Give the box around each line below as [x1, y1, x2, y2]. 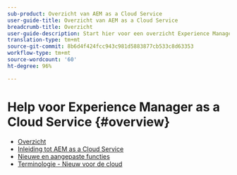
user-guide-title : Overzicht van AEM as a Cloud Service [7, 17, 178, 24]
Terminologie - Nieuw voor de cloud [17, 160, 123, 168]
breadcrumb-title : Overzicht [7, 23, 93, 30]
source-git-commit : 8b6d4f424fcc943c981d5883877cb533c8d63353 [7, 43, 194, 50]
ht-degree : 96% [7, 63, 52, 70]
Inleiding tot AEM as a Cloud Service [17, 145, 124, 153]
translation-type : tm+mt [7, 37, 80, 44]
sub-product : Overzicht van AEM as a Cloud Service [7, 10, 162, 18]
